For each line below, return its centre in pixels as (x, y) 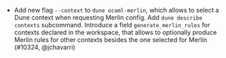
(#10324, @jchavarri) (44, 47)
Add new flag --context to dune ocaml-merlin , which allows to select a (117, 10)
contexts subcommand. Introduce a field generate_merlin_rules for (112, 25)
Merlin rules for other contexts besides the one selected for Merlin (111, 40)
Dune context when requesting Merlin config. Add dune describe (108, 17)
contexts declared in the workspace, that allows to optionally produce (115, 32)
